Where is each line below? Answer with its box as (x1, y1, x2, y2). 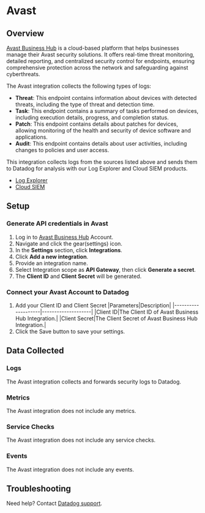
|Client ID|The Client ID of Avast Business (94, 308, 199, 315)
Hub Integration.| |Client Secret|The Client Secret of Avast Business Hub (15, 314, 198, 322)
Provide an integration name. (15, 259, 89, 267)
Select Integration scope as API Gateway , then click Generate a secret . (15, 266, 196, 273)
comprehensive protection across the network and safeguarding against (6, 64, 188, 71)
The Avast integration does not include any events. (6, 466, 135, 473)
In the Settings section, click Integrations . (15, 246, 122, 253)
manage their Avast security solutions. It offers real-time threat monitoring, (6, 51, 195, 58)
